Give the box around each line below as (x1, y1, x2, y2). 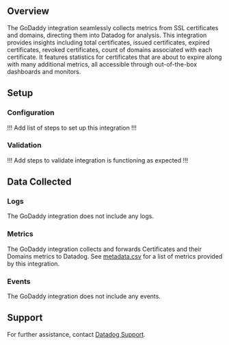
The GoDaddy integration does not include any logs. (7, 212, 154, 220)
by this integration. (7, 259, 60, 267)
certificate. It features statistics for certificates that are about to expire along (7, 53, 222, 61)
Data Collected (7, 176, 72, 188)
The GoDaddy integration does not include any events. (7, 292, 161, 300)
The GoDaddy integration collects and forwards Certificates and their (7, 245, 202, 253)
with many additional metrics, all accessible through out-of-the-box (7, 60, 198, 68)
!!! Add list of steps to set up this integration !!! (7, 123, 137, 132)
